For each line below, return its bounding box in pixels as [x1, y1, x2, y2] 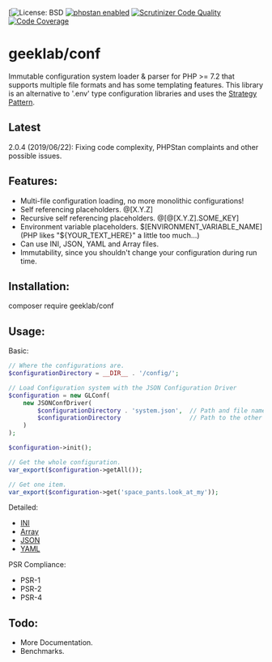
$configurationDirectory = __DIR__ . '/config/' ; [8, 369, 180, 378]
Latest [8, 121, 41, 135]
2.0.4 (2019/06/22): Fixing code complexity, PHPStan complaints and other [8, 142, 259, 152]
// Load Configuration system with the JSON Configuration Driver [8, 383, 237, 392]
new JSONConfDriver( [23, 399, 92, 407]
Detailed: [8, 502, 39, 512]
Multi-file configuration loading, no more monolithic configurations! [19, 195, 244, 206]
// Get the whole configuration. [8, 458, 121, 466]
